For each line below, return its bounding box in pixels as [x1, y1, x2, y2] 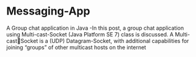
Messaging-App [6, 4, 90, 18]
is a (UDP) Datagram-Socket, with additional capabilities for [39, 37, 189, 44]
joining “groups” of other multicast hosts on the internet [6, 44, 147, 51]
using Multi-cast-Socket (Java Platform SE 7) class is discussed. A [6, 30, 174, 38]
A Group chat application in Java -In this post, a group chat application [6, 24, 184, 32]
